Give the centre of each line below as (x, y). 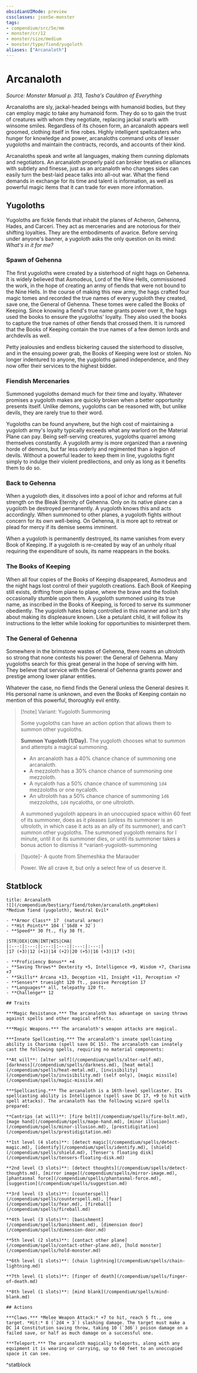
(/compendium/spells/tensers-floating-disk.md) (66, 1158)
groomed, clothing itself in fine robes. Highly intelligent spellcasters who (94, 132)
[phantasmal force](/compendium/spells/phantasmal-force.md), (84, 1178)
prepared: (18, 1106)
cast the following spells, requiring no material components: (85, 1049)
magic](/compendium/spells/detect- (137, 1142)
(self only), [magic (128, 1075)
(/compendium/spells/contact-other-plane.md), (64, 1245)
